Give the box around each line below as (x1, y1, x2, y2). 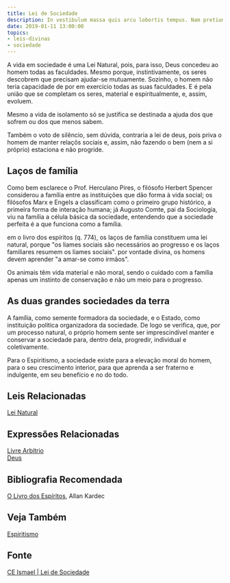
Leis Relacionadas (7, 390, 87, 402)
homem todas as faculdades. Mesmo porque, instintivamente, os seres (7, 68, 207, 76)
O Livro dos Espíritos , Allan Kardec (7, 492, 105, 500)
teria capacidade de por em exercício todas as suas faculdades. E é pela (7, 83, 212, 90)
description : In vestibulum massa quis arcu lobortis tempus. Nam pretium (7, 16, 225, 23)
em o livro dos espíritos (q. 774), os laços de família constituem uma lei (7, 233, 207, 241)
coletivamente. (7, 343, 49, 351)
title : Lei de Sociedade (7, 10, 78, 17)
